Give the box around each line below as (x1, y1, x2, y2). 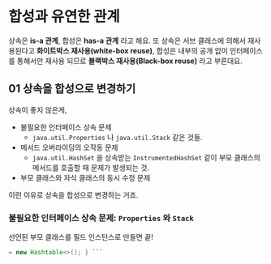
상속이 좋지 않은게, (8, 104, 67, 114)
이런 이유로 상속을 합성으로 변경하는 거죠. (8, 189, 139, 199)
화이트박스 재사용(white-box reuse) (36, 45, 153, 55)
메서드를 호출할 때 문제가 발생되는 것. (32, 163, 150, 172)
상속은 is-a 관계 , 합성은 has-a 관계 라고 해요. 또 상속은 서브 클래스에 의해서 (8, 36, 246, 45)
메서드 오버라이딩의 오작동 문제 (19, 143, 118, 152)
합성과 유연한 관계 (8, 7, 120, 26)
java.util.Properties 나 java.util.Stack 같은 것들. (32, 132, 203, 142)
